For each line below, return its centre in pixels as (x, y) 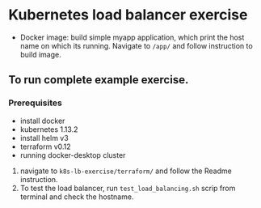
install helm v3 (44, 138)
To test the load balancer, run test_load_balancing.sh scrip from (128, 188)
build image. (41, 54)
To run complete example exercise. (99, 80)
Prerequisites (35, 103)
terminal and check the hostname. (77, 197)
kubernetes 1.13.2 (49, 129)
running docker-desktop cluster (73, 155)
